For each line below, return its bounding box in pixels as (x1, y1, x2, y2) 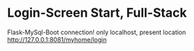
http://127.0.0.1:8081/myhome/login (7, 35, 107, 43)
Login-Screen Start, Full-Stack (7, 5, 187, 21)
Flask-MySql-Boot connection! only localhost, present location (7, 28, 186, 36)
